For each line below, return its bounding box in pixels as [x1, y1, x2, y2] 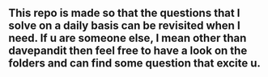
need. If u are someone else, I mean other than [8, 31, 247, 45]
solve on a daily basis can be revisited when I [8, 19, 240, 33]
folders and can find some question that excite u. [8, 56, 262, 71]
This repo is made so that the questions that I [8, 6, 240, 20]
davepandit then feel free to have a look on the [8, 44, 248, 58]
